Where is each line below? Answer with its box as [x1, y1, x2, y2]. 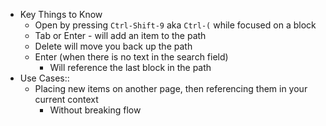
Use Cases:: [19, 72, 70, 84]
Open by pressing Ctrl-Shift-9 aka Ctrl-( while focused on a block [34, 19, 317, 31]
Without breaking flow [49, 104, 142, 116]
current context [34, 94, 99, 105]
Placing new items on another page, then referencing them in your [34, 83, 308, 94]
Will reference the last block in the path [49, 62, 212, 73]
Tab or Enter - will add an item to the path [34, 30, 207, 41]
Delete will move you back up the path [34, 40, 193, 52]
